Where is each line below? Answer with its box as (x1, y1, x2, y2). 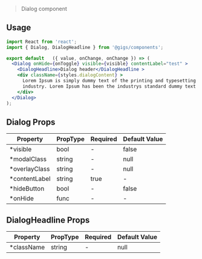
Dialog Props (6, 117, 56, 127)
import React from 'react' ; (6, 39, 77, 45)
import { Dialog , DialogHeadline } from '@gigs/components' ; (6, 44, 164, 50)
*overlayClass (9, 165, 50, 173)
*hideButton (9, 185, 45, 193)
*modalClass (9, 155, 47, 163)
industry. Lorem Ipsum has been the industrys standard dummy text (22, 83, 197, 90)
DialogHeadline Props (6, 215, 90, 225)
